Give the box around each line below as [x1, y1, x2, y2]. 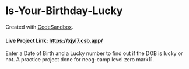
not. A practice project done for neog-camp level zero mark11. [5, 56, 155, 63]
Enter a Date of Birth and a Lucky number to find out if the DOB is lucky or [5, 50, 183, 57]
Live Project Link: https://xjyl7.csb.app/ [5, 37, 103, 44]
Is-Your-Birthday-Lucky [5, 4, 123, 18]
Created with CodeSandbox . [5, 23, 73, 30]
